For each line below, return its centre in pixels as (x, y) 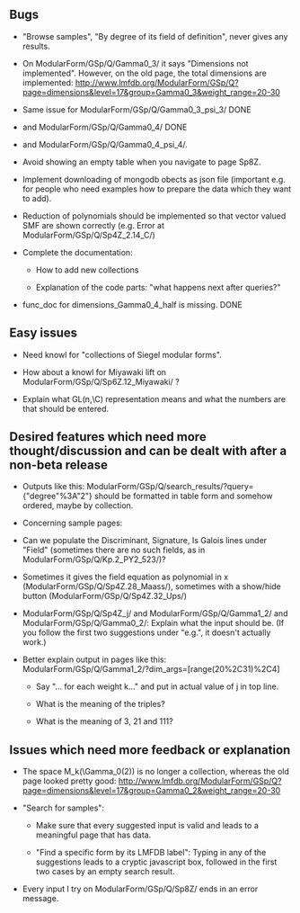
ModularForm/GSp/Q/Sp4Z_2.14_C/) (88, 235)
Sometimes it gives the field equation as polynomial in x (125, 577)
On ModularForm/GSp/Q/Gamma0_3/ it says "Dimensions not (135, 63)
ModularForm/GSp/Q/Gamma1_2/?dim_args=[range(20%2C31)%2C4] (151, 669)
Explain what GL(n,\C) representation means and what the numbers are (154, 398)
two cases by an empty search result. (105, 872)
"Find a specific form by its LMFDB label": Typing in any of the (151, 853)
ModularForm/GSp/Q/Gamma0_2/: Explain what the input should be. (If (153, 623)
